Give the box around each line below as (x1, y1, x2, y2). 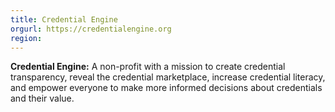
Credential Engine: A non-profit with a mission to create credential (10, 61, 286, 73)
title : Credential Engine (10, 14, 118, 25)
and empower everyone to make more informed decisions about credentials (10, 82, 323, 94)
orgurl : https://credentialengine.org (10, 24, 172, 34)
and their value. (10, 92, 75, 105)
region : (10, 33, 43, 43)
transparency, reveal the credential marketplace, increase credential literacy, (10, 71, 326, 83)
